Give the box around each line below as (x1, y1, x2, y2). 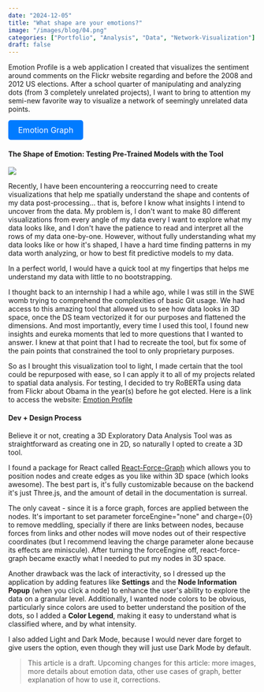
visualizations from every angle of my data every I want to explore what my (8, 215, 252, 225)
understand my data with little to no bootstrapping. (8, 272, 173, 282)
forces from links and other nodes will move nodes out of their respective (8, 528, 247, 537)
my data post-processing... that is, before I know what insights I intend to (8, 198, 246, 208)
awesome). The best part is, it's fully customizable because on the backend (8, 479, 255, 489)
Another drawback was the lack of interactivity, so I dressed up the (8, 569, 226, 578)
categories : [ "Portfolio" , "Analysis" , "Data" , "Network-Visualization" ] (8, 33, 256, 42)
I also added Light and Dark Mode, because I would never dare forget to (8, 634, 242, 644)
